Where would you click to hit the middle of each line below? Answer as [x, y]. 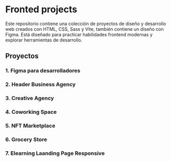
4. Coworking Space [31, 112]
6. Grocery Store [26, 139]
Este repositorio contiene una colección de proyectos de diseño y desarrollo [86, 24]
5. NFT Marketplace [30, 126]
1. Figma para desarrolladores [43, 71]
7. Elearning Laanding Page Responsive [55, 153]
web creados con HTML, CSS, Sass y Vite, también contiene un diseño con [84, 29]
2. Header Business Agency [40, 85]
